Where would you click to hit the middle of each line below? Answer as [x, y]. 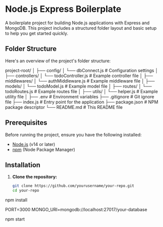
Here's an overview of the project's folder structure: [58, 61]
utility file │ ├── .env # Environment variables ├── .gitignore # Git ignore [80, 96]
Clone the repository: [35, 177]
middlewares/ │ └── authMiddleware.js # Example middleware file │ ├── [80, 81]
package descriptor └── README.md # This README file [64, 107]
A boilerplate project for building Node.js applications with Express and [77, 23]
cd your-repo [26, 191]
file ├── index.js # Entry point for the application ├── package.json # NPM [82, 102]
